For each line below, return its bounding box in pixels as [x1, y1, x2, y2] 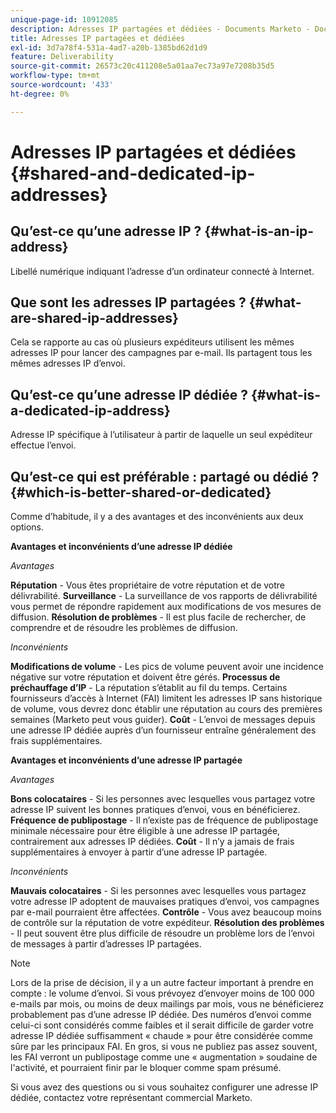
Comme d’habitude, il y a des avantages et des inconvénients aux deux [10, 511, 304, 523]
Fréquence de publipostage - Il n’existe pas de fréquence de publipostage [10, 814, 319, 826]
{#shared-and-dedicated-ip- [10, 162, 256, 185]
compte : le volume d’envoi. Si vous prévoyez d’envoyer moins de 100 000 [10, 987, 315, 1000]
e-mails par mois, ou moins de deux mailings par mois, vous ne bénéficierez [10, 998, 325, 1010]
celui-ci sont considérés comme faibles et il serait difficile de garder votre [10, 1019, 314, 1031]
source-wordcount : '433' [10, 80, 114, 90]
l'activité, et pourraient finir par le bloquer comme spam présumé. [10, 1062, 282, 1074]
